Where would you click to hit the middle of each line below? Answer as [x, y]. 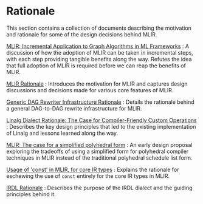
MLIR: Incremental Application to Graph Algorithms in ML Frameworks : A [98, 46]
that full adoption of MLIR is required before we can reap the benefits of [96, 66]
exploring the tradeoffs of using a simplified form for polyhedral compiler [98, 151]
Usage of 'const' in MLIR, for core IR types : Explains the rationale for [93, 169]
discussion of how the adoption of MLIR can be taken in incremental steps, [100, 52]
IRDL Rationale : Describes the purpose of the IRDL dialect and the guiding [99, 188]
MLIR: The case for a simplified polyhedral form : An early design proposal [99, 144]
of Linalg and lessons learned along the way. [62, 133]
